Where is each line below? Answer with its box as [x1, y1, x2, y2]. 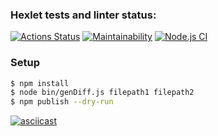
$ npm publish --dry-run [10, 97, 114, 107]
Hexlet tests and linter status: [10, 8, 157, 22]
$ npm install [10, 78, 70, 88]
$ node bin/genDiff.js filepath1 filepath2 [10, 88, 195, 98]
